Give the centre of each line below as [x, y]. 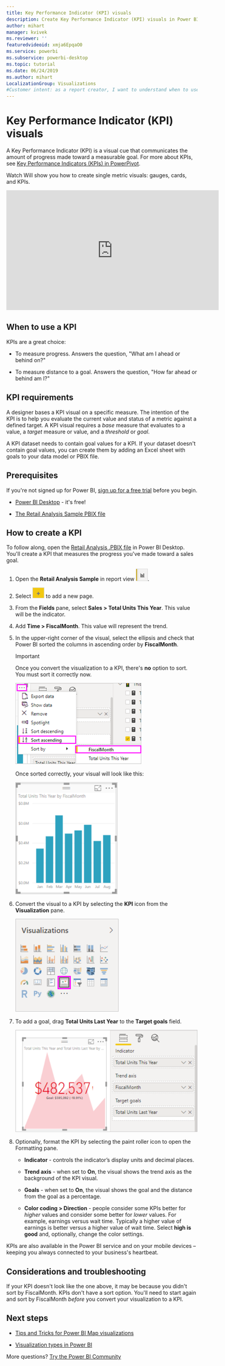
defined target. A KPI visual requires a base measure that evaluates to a [96, 425]
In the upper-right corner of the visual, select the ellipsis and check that [105, 638]
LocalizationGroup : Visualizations [51, 83]
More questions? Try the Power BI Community [64, 1356]
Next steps [27, 1318]
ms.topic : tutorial [31, 64]
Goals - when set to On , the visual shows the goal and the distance [108, 1190]
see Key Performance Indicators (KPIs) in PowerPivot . [73, 164]
